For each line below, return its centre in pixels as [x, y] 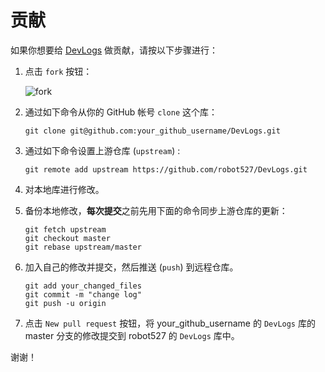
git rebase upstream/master [83, 247]
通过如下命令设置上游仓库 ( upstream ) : [102, 150]
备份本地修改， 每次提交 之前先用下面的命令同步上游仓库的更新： [156, 210]
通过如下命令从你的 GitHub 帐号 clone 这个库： [121, 112]
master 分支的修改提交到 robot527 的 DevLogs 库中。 [132, 335]
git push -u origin [65, 303]
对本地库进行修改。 [64, 189]
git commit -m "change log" [83, 294]
